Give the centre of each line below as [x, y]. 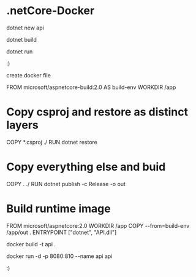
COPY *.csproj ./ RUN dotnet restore [52, 142]
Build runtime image [59, 209]
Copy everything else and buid [86, 167]
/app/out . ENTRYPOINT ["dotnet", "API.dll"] [62, 232]
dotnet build [21, 39]
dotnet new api [25, 28]
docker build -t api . [31, 244]
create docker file [28, 75]
